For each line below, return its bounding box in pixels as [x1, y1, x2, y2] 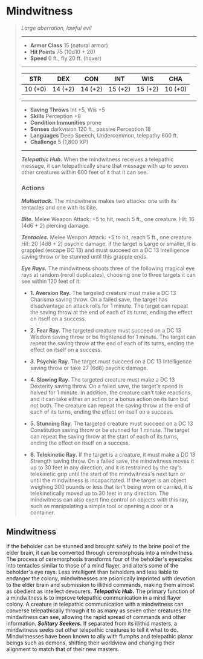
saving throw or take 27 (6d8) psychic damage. [30, 365, 148, 372]
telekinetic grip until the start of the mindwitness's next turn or [30, 471, 185, 478]
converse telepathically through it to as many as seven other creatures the [6, 607, 192, 614]
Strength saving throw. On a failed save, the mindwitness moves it [30, 457, 195, 465]
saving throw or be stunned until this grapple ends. [21, 253, 148, 260]
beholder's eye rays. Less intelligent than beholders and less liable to [6, 568, 178, 576]
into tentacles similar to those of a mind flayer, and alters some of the [6, 562, 179, 569]
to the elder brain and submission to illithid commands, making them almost [6, 581, 195, 589]
